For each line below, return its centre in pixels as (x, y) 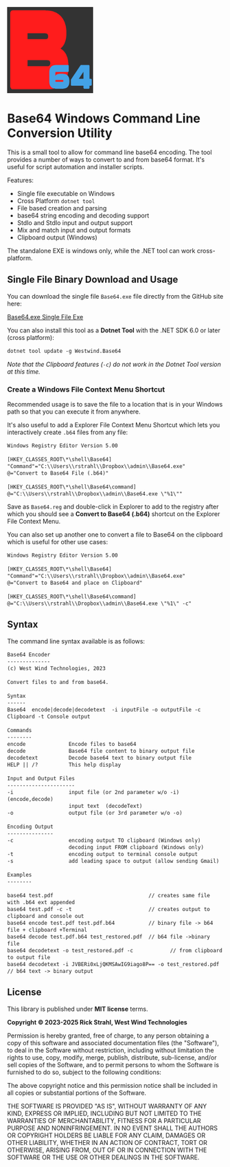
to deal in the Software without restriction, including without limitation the (111, 1050)
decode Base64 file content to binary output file (101, 751)
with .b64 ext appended (41, 902)
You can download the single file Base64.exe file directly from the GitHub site (115, 296)
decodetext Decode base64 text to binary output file (100, 758)
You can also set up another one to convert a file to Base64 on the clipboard (115, 534)
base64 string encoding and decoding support (83, 215)
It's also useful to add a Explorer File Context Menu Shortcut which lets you (114, 425)
